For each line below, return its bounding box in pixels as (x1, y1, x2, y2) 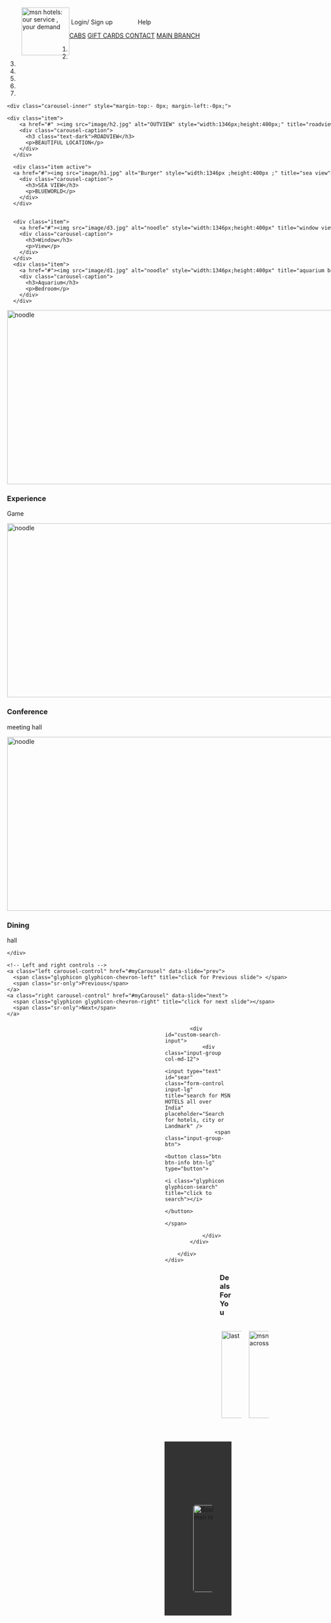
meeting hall (6, 722, 42, 731)
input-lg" (165, 1086, 193, 1093)
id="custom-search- (165, 1031, 221, 1038)
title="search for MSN (165, 1092, 231, 1099)
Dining (6, 920, 30, 930)
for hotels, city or (165, 1116, 225, 1123)
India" (165, 1104, 184, 1111)
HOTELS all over (165, 1098, 212, 1105)
